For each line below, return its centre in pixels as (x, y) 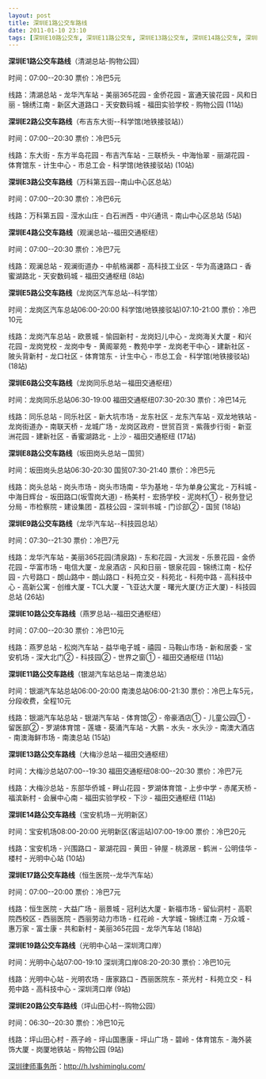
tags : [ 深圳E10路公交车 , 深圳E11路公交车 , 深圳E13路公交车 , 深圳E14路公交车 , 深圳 (133, 38)
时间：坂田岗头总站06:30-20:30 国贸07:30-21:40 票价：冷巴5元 (112, 470)
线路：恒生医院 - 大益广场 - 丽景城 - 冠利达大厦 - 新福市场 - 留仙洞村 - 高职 (130, 909)
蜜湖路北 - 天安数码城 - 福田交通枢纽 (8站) (76, 276)
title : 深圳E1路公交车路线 (48, 23)
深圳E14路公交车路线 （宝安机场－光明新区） (80, 815)
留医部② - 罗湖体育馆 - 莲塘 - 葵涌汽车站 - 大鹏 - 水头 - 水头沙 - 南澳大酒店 (131, 728)
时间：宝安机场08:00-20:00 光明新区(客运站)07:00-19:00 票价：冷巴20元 (127, 832)
